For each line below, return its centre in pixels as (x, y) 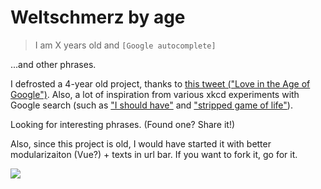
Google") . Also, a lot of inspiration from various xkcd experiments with (155, 94)
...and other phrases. (53, 64)
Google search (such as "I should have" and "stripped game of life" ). (151, 105)
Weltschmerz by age (98, 17)
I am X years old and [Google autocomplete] (125, 45)
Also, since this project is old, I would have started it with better (141, 143)
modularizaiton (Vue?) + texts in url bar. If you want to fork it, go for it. (154, 154)
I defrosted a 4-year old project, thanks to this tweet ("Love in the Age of (160, 83)
